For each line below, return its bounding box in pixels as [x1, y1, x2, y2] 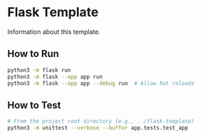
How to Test [7, 99, 62, 111]
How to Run [7, 48, 59, 60]
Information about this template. [7, 27, 100, 36]
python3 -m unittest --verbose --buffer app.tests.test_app [7, 125, 189, 132]
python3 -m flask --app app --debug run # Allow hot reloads [7, 80, 195, 87]
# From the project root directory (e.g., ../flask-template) [7, 118, 195, 125]
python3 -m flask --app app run [7, 73, 103, 80]
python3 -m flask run [7, 66, 71, 74]
